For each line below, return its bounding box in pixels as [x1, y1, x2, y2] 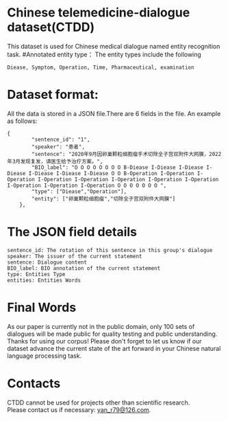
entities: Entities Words [7, 277, 81, 284]
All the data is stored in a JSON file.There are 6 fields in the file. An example [7, 109, 221, 117]
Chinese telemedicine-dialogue [7, 5, 190, 21]
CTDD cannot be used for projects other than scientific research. [7, 398, 190, 407]
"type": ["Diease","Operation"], [31, 187, 127, 195]
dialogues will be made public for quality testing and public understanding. [7, 330, 218, 338]
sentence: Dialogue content [7, 259, 88, 266]
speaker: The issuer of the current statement [7, 253, 142, 260]
